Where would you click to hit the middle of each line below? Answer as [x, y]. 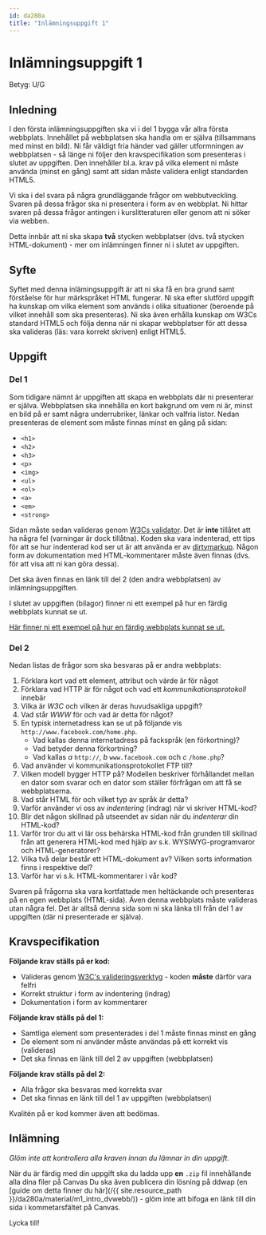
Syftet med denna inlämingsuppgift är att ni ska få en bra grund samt [122, 289]
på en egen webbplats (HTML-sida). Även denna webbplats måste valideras [133, 900]
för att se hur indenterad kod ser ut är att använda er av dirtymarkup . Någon [134, 546]
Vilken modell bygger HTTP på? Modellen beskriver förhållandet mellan [137, 774]
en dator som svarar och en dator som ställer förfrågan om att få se [131, 783]
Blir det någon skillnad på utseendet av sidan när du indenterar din [130, 816]
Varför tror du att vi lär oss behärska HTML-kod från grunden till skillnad [139, 834]
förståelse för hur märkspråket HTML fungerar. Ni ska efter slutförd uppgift [131, 298]
